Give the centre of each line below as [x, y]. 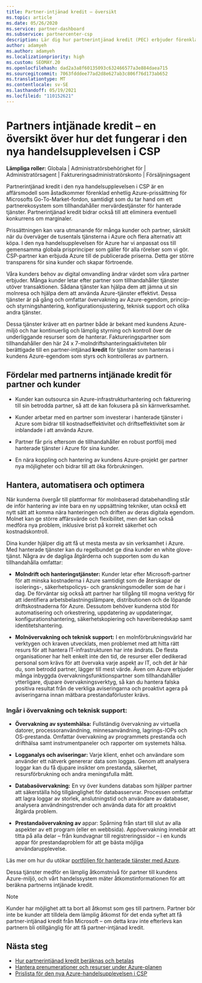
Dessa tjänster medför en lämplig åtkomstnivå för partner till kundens [92, 872]
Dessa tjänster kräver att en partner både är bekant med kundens [87, 324]
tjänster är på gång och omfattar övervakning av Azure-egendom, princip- [98, 299]
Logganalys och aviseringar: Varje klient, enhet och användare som [99, 754]
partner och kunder [44, 385]
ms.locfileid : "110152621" [40, 96]
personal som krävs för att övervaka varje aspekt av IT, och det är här [101, 663]
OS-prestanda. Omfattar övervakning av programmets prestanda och [100, 736]
